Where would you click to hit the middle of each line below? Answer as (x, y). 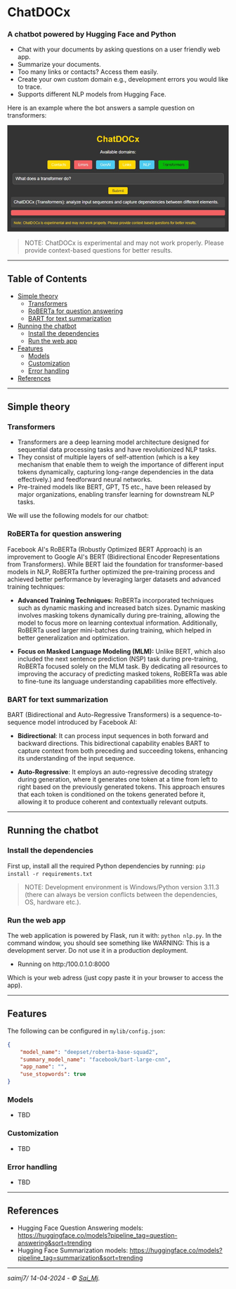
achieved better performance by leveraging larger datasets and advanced (114, 579)
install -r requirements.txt (50, 874)
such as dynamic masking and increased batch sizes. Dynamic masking (122, 608)
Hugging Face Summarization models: (73, 1250)
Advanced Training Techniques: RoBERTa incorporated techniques (116, 600)
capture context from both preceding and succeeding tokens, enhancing (123, 751)
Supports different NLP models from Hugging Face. (92, 94)
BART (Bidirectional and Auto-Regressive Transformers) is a (94, 715)
